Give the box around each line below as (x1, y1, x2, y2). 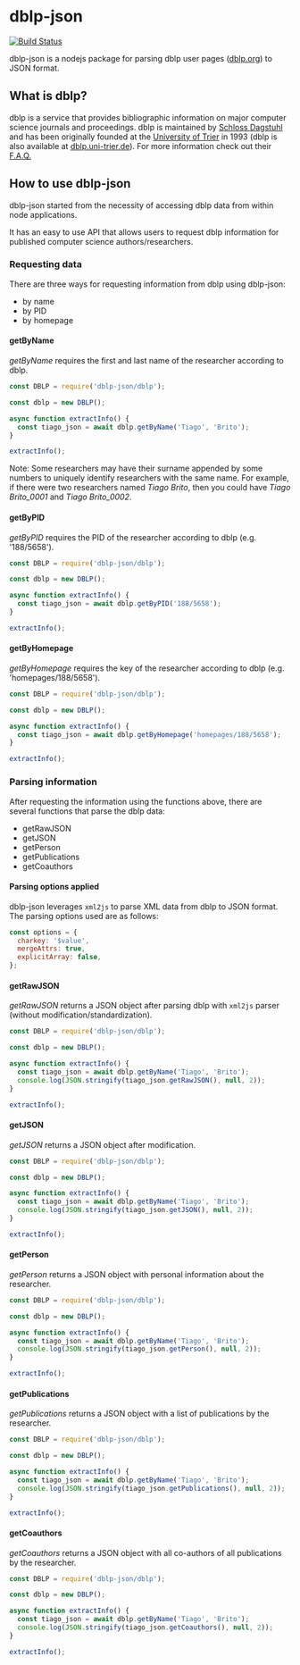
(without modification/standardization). (9, 1009, 153, 1020)
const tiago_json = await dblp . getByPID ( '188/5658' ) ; (17, 599, 221, 608)
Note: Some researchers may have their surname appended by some (9, 463, 263, 474)
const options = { (9, 927, 78, 937)
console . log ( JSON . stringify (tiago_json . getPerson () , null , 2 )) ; (17, 1344, 262, 1354)
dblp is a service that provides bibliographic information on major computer (9, 112, 287, 122)
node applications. (9, 209, 78, 220)
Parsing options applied (9, 882, 100, 892)
